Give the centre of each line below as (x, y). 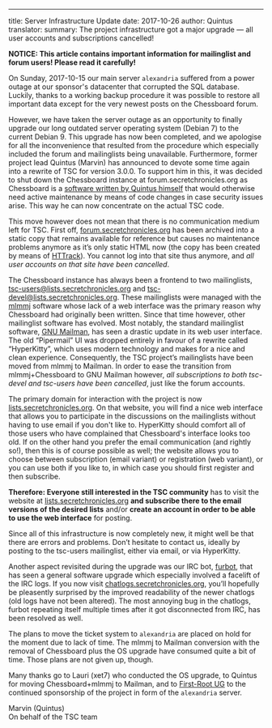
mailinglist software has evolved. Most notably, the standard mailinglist (126, 323)
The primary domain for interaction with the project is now (105, 399)
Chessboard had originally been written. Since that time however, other (127, 314)
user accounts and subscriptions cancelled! (81, 38)
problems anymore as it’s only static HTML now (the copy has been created (134, 247)
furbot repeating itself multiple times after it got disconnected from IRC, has (134, 609)
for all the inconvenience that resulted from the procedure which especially (134, 145)
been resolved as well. (46, 618)
